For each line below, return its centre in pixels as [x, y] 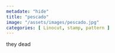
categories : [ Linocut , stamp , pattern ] [58, 28]
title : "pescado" [28, 17]
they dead [18, 44]
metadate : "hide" [28, 11]
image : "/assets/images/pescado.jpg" [53, 22]
